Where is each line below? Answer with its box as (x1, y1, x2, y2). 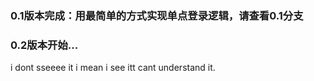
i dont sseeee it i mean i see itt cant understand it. (10, 62, 216, 74)
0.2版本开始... (10, 38, 79, 52)
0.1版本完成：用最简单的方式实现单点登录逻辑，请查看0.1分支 (10, 8, 304, 22)
